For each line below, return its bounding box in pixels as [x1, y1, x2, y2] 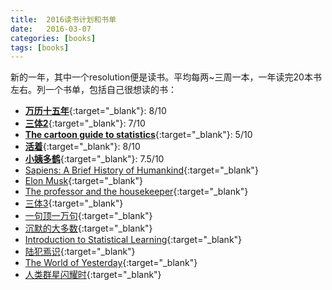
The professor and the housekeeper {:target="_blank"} [24, 186, 249, 198]
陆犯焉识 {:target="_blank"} [24, 246, 136, 258]
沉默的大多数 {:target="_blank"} [24, 222, 153, 235]
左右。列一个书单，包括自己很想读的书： [10, 84, 177, 96]
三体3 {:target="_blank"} [24, 197, 124, 210]
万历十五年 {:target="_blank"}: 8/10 [24, 105, 167, 117]
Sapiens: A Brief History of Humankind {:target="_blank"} [24, 164, 259, 176]
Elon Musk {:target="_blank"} [24, 175, 144, 187]
